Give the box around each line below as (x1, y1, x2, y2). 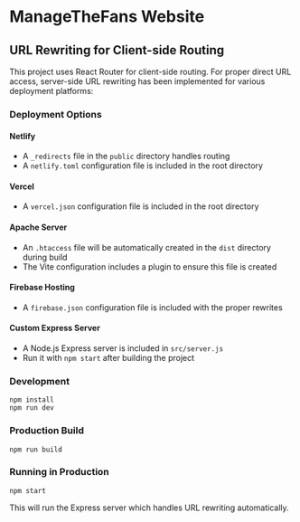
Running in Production (9, 466, 110, 479)
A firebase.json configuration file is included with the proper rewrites (22, 301, 283, 313)
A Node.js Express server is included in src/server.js (22, 342, 224, 354)
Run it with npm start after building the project (22, 352, 195, 363)
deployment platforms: (9, 86, 94, 96)
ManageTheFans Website (9, 6, 205, 27)
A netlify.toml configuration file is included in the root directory (22, 160, 264, 171)
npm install (9, 395, 54, 404)
